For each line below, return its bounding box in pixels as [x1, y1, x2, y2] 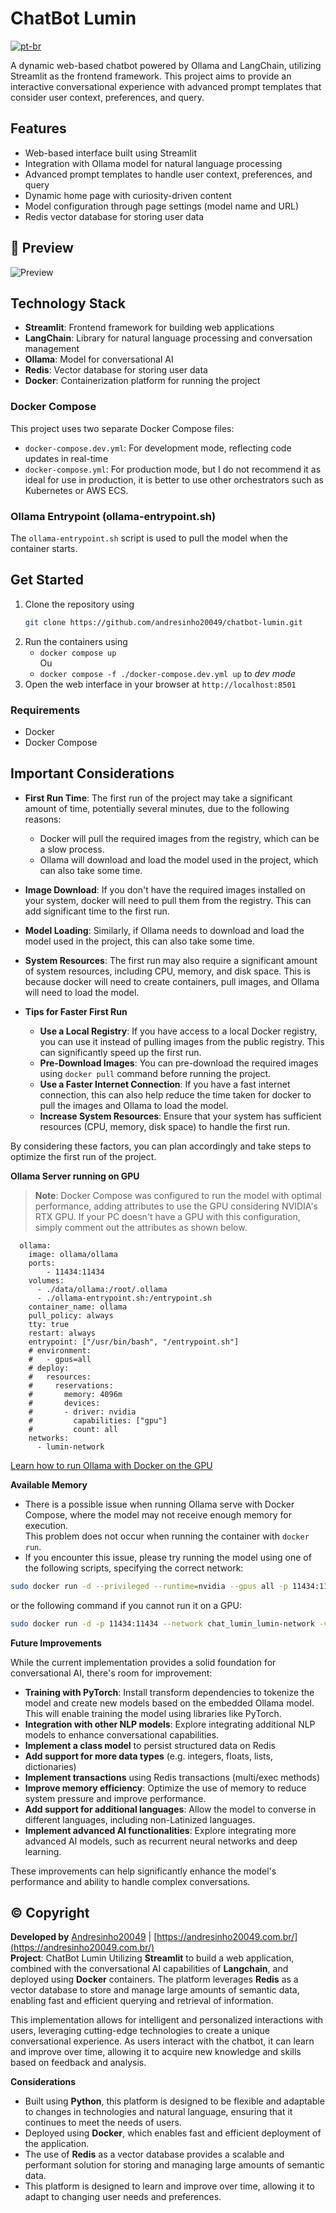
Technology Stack [10, 295, 126, 312]
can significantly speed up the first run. [39, 1046, 202, 1058]
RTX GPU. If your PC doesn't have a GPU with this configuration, [34, 1210, 301, 1222]
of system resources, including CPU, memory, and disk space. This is [24, 965, 312, 977]
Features [10, 120, 67, 137]
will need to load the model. [24, 986, 140, 998]
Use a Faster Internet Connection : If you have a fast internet [39, 1078, 291, 1090]
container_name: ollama [28, 1302, 128, 1312]
